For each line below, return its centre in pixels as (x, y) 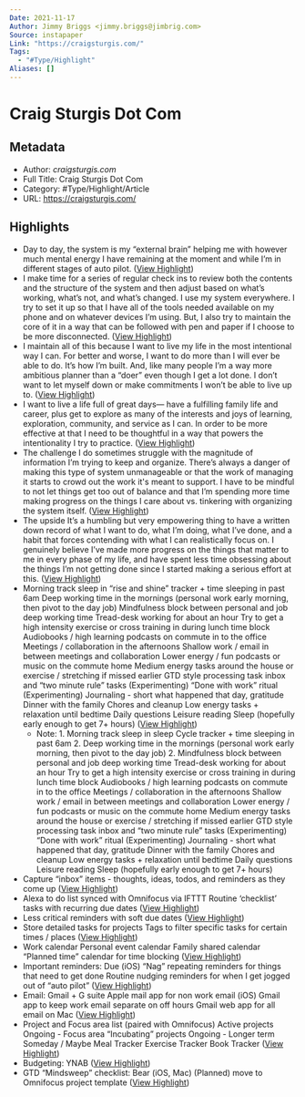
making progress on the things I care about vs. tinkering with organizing (158, 501)
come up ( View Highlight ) (70, 888)
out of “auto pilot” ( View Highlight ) (87, 985)
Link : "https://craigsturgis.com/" (77, 43)
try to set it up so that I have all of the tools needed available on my (148, 307)
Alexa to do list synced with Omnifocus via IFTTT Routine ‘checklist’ (150, 898)
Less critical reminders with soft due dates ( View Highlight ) (133, 917)
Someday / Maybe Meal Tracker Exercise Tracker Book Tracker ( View (153, 1043)
